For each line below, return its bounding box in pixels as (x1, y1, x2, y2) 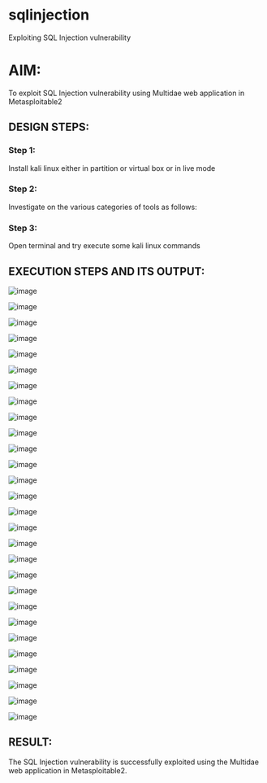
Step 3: (8, 222, 38, 234)
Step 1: (8, 145, 36, 156)
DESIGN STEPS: (8, 120, 90, 134)
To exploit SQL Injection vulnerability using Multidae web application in (8, 88, 245, 98)
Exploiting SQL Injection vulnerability (8, 33, 131, 42)
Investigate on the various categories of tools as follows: (8, 202, 197, 212)
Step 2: (8, 183, 38, 195)
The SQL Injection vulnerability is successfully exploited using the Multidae (8, 757, 260, 767)
